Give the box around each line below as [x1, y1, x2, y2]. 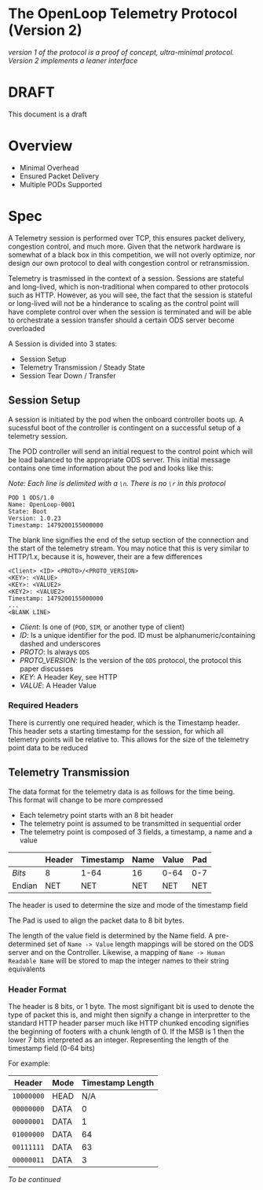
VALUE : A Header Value [19, 680, 97, 690]
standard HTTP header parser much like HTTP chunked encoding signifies [8, 1018, 250, 1027]
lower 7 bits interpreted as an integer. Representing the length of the [8, 1035, 229, 1044]
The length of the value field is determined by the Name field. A [8, 930, 214, 940]
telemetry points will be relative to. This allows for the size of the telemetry [8, 735, 250, 744]
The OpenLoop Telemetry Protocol [8, 5, 238, 23]
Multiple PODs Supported [19, 179, 102, 189]
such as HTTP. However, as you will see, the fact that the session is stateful [8, 290, 253, 300]
